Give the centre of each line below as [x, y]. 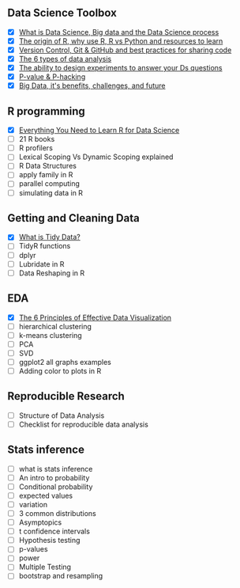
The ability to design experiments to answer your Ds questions [120, 68]
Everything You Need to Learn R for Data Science [99, 131]
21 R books [37, 139]
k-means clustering [50, 335]
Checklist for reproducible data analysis [84, 424]
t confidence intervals [54, 531]
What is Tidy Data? [49, 237]
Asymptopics [40, 522]
